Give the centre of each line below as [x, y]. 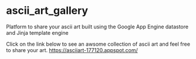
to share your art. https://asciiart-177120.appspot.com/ [72, 50]
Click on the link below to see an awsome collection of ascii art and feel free [98, 44]
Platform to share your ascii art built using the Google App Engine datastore [97, 27]
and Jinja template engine [37, 32]
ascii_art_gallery [47, 11]
